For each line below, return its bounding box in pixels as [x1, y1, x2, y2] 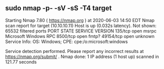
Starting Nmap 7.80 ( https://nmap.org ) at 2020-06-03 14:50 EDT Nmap [5, 17, 154, 23]
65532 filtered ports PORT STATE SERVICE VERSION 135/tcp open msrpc [5, 27, 157, 34]
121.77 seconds [5, 58, 37, 64]
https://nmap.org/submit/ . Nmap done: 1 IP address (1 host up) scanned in [5, 53, 159, 59]
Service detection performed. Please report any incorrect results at [5, 48, 144, 54]
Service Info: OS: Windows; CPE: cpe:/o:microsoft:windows [5, 38, 128, 44]
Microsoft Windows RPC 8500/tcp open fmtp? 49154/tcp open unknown [5, 33, 154, 39]
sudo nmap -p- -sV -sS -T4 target [5, 4, 112, 12]
